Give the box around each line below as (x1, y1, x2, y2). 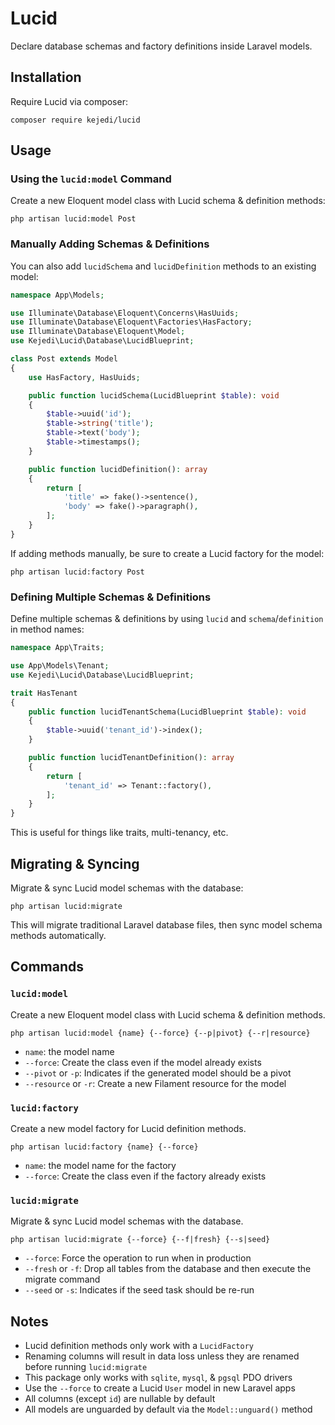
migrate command (24, 1273, 101, 1286)
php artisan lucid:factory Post (10, 567, 145, 577)
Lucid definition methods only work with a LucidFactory (24, 1340, 254, 1352)
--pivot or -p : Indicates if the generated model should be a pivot (24, 1067, 292, 1079)
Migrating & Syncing (10, 855, 140, 872)
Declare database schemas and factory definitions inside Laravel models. (10, 40, 313, 52)
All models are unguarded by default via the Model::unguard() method (24, 1403, 313, 1416)
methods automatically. (10, 929, 107, 941)
